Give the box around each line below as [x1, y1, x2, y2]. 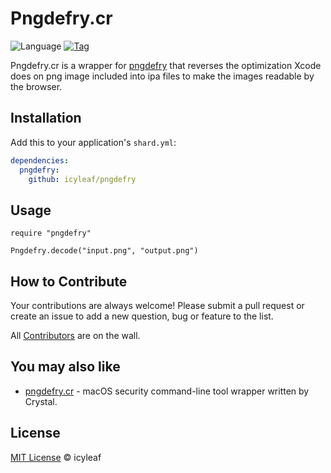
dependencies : [10, 155, 70, 166]
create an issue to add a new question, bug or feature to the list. [10, 310, 274, 322]
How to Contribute [10, 273, 128, 290]
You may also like [10, 358, 121, 376]
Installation [10, 110, 82, 127]
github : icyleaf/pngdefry [28, 174, 137, 184]
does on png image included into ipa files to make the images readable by [10, 70, 315, 82]
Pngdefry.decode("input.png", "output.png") [10, 246, 199, 256]
